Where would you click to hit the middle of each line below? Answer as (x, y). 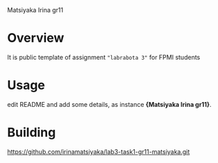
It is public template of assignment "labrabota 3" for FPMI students (104, 57)
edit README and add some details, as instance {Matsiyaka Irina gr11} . (109, 104)
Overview (36, 38)
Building (32, 133)
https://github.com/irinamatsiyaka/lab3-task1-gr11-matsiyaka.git (99, 151)
